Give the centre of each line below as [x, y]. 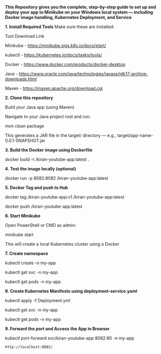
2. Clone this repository [29, 98]
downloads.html [21, 79]
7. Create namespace [27, 253]
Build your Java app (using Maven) [40, 107]
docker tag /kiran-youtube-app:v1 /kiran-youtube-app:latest [65, 197]
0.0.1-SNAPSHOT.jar [25, 141]
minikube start [19, 235]
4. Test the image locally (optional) [41, 169]
